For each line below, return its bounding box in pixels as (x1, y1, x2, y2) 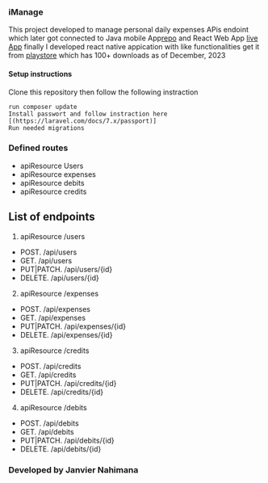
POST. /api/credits (19, 361, 82, 371)
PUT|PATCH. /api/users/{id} (19, 264, 113, 274)
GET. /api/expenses (19, 313, 86, 322)
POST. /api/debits (19, 418, 79, 428)
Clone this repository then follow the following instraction (8, 87, 199, 97)
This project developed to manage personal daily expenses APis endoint (8, 25, 249, 35)
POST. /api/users (19, 247, 77, 257)
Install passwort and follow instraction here (8, 110, 168, 118)
